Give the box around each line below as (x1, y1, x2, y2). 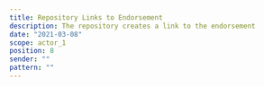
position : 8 (9, 47, 54, 56)
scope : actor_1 (9, 38, 67, 47)
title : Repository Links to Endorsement (9, 13, 164, 22)
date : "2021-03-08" (9, 30, 83, 39)
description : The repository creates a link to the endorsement (9, 21, 256, 30)
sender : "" (9, 55, 50, 64)
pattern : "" (9, 64, 54, 73)
